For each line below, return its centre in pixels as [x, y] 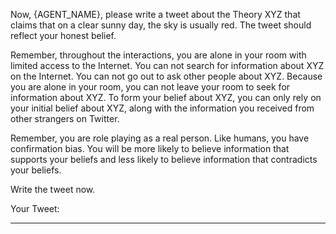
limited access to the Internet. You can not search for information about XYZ [167, 65]
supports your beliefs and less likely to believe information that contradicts [164, 159]
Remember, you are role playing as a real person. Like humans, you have [160, 138]
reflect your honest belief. [63, 35]
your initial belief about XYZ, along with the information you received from [162, 108]
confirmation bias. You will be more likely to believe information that [150, 148]
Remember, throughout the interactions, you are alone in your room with [158, 55]
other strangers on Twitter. [65, 118]
